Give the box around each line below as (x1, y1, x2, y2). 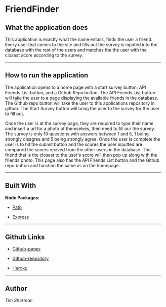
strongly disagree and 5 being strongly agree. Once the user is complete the (5, 136, 161, 142)
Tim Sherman (5, 298, 33, 304)
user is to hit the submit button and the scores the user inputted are (5, 141, 142, 147)
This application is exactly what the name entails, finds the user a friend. (5, 36, 153, 42)
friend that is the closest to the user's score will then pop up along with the (5, 152, 158, 158)
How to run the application (5, 71, 88, 80)
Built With (5, 182, 36, 190)
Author (5, 284, 27, 293)
